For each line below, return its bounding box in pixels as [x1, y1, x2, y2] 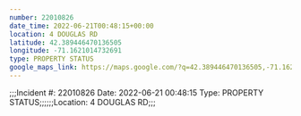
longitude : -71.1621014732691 [9, 46, 123, 55]
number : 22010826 [9, 12, 74, 22]
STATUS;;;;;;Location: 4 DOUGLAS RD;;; [9, 96, 156, 107]
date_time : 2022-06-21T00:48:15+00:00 [9, 21, 154, 30]
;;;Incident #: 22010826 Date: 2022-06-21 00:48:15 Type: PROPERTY [9, 87, 264, 98]
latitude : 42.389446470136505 [9, 37, 123, 47]
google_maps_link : [9, 63, 78, 72]
